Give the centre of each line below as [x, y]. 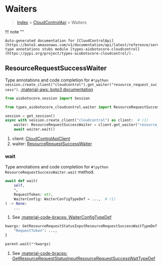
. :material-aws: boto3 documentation [56, 89]
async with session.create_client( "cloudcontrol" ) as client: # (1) [77, 120]
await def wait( [21, 181]
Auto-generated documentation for [40, 41]
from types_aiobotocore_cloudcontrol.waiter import [58, 107]
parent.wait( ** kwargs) [28, 244]
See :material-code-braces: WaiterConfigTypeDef [62, 217]
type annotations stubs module [37, 49]
